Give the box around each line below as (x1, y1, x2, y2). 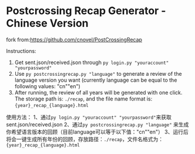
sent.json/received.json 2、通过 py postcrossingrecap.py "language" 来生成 (6, 120, 189, 128)
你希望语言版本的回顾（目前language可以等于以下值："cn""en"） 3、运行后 (6, 128, 189, 135)
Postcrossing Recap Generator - (6, 4, 166, 18)
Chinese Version (6, 16, 89, 30)
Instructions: (6, 47, 36, 54)
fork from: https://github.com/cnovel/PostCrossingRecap (6, 36, 143, 43)
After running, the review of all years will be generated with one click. (14, 89, 183, 96)
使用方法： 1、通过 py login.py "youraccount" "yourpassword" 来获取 (6, 113, 172, 120)
